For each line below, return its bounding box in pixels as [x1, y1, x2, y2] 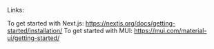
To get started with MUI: [64, 27, 133, 35]
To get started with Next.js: [7, 19, 84, 27]
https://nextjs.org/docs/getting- [85, 19, 176, 27]
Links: [7, 6, 24, 14]
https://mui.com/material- [133, 27, 207, 35]
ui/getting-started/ [7, 34, 60, 42]
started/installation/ [7, 27, 63, 35]
